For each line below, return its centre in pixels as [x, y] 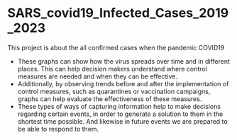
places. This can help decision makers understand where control [112, 69]
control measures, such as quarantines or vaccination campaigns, [114, 91]
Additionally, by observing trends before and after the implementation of [123, 83]
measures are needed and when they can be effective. [97, 76]
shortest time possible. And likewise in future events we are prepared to [123, 121]
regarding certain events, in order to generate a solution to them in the [120, 114]
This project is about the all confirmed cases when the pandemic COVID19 [116, 47]
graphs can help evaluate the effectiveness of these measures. [110, 99]
